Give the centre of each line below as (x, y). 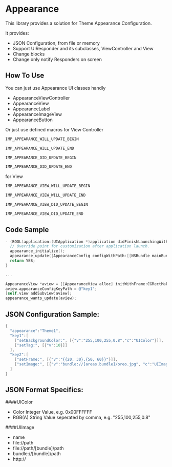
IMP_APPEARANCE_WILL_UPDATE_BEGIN (42, 139)
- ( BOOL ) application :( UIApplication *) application (60, 242)
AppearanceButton (33, 120)
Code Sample (27, 230)
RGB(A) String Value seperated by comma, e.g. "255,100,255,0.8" (82, 417)
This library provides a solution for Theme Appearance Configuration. (79, 23)
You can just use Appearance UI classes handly (56, 88)
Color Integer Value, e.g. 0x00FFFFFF (52, 412)
